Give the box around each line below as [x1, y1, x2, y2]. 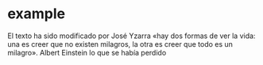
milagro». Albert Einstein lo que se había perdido [7, 48, 167, 57]
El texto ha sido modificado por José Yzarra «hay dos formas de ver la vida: [7, 31, 256, 40]
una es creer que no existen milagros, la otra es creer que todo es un [7, 39, 234, 48]
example [7, 5, 66, 23]
